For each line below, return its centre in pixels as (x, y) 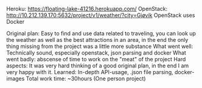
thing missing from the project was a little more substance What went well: (100, 46)
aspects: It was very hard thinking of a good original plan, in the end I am (98, 66)
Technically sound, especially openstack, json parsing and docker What (96, 53)
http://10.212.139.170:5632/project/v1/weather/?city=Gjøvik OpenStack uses (101, 15)
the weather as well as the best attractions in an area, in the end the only (97, 40)
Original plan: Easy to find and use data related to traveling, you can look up (101, 33)
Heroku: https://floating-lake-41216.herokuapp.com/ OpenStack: (87, 9)
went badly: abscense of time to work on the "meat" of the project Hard (96, 59)
